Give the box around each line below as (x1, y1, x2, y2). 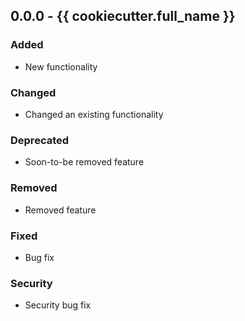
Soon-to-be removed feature (24, 156, 145, 168)
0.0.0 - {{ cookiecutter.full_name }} (10, 8, 236, 25)
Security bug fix (24, 299, 92, 311)
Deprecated (10, 133, 70, 147)
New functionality (24, 60, 98, 73)
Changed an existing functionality (24, 108, 164, 120)
